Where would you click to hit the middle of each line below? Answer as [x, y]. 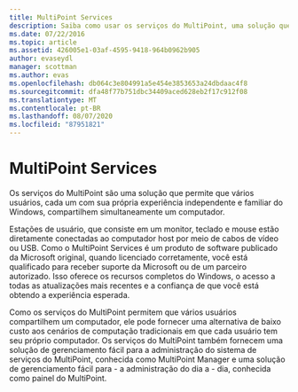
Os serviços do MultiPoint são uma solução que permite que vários [132, 192]
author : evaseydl [41, 59]
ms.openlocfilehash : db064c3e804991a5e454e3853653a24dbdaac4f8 [129, 83]
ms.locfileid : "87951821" [57, 125]
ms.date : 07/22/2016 [47, 34]
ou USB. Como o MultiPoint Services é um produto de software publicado [143, 247]
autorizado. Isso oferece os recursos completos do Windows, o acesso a [142, 276]
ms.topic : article [43, 42]
